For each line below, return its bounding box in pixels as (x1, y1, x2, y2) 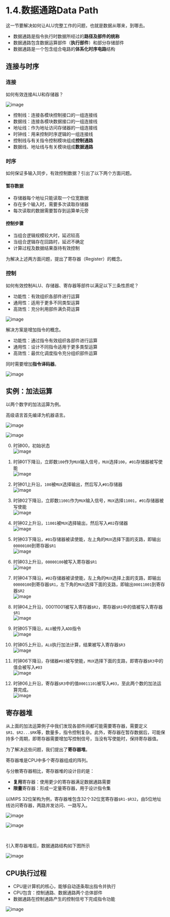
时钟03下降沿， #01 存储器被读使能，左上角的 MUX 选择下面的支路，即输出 (13, 536, 161, 543)
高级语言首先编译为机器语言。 (6, 412, 68, 418)
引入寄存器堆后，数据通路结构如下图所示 (6, 843, 90, 849)
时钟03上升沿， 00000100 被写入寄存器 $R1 (13, 559, 98, 565)
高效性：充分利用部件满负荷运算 (13, 306, 80, 312)
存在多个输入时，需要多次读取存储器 (13, 201, 89, 207)
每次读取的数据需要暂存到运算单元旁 (13, 208, 89, 214)
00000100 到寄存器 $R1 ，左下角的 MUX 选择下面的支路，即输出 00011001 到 (13, 581, 156, 587)
